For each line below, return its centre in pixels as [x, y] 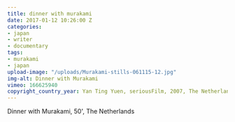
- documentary [28, 46]
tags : [15, 53]
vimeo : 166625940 [33, 85]
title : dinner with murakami [50, 14]
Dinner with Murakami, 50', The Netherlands [71, 112]
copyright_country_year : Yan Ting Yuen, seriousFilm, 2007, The [103, 91]
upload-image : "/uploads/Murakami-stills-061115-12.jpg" [92, 72]
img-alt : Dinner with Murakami [53, 78]
